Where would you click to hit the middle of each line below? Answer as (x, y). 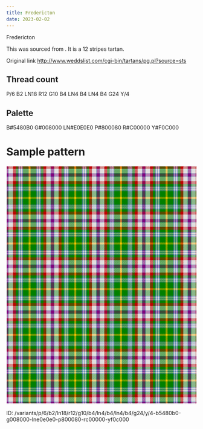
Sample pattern (46, 152)
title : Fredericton (31, 13)
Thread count (32, 79)
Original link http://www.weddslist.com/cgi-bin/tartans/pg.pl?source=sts (96, 60)
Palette (20, 113)
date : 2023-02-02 (28, 19)
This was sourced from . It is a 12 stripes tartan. (66, 49)
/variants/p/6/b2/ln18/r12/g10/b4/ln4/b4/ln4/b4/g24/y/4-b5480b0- (98, 413)
